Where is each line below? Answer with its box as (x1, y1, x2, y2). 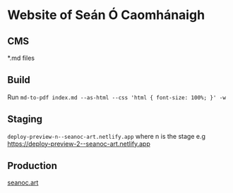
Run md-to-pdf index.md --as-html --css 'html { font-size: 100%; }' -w (7, 92, 226, 101)
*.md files (7, 54, 35, 62)
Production (7, 160, 58, 172)
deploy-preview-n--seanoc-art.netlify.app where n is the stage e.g (7, 132, 206, 140)
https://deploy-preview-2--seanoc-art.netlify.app (7, 139, 150, 148)
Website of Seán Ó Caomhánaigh (7, 7, 205, 23)
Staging (7, 113, 43, 125)
